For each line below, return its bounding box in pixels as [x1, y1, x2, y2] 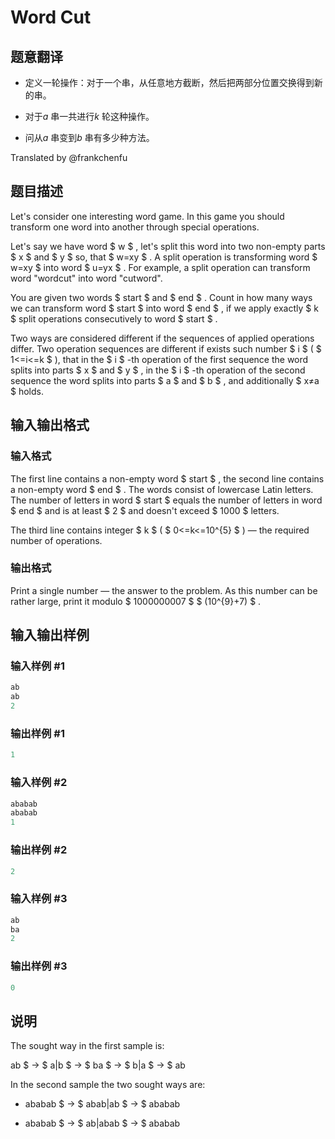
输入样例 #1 [10, 659, 65, 673]
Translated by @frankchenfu [10, 152, 128, 163]
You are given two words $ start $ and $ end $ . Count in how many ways [10, 291, 313, 303]
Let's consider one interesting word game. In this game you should [10, 210, 285, 222]
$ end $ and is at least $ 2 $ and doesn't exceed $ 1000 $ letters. [10, 504, 280, 516]
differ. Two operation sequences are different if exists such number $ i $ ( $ [10, 342, 322, 355]
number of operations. [10, 534, 103, 546]
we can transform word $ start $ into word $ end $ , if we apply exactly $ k [10, 302, 319, 314]
